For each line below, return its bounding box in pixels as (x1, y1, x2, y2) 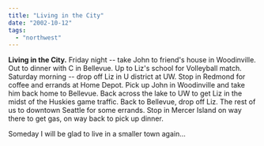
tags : (8, 26, 26, 34)
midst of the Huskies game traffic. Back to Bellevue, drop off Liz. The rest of (8, 97, 256, 107)
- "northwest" (15, 33, 62, 42)
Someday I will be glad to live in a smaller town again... (8, 129, 186, 139)
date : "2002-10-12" (8, 19, 73, 27)
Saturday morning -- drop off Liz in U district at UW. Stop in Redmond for (8, 72, 246, 81)
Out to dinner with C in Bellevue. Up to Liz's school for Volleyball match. (8, 64, 243, 73)
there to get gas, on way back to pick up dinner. (8, 114, 164, 123)
